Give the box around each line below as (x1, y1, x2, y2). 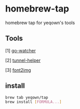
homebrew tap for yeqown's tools (5, 20, 75, 26)
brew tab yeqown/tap (5, 95, 49, 100)
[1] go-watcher (5, 47, 36, 53)
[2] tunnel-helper (5, 57, 41, 63)
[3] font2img (5, 67, 31, 73)
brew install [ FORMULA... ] (5, 99, 62, 104)
